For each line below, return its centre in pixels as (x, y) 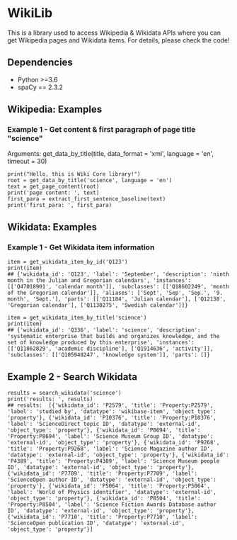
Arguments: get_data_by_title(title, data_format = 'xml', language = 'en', (111, 154)
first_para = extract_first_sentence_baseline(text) (87, 199)
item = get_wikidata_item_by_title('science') (77, 318)
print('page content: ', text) (53, 193)
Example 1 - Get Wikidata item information (81, 247)
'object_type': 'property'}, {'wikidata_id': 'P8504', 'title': (104, 498)
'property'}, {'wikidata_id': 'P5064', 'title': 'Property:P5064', (109, 486)
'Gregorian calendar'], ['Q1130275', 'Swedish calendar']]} (98, 305)
